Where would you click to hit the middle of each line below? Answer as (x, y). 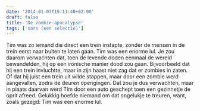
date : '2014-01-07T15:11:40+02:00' (50, 12)
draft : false (22, 17)
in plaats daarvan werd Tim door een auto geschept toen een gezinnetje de (98, 89)
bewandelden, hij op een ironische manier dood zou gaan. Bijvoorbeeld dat (98, 64)
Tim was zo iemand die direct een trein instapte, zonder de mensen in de (96, 45)
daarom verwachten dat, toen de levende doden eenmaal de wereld (89, 58)
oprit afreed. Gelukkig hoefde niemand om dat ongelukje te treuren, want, (96, 96)
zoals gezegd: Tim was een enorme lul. (54, 102)
